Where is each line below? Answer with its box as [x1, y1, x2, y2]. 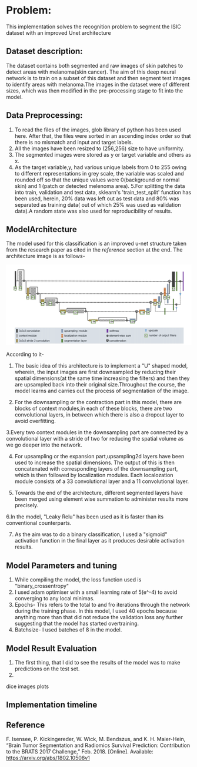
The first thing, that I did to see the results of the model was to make [14, 659, 181, 666]
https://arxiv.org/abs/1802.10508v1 [6, 755, 90, 762]
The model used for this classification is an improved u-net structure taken [6, 240, 187, 247]
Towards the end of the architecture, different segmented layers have [14, 490, 183, 497]
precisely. [14, 502, 39, 509]
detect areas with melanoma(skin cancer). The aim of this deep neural [6, 68, 176, 75]
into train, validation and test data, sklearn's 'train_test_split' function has [14, 189, 192, 196]
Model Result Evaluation [6, 643, 97, 653]
